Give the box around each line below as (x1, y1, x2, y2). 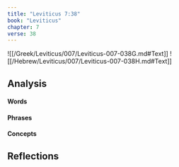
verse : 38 (7, 30, 37, 38)
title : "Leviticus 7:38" (7, 10, 81, 18)
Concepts (7, 129, 37, 138)
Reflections (7, 150, 59, 162)
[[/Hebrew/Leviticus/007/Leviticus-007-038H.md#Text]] (7, 57, 172, 66)
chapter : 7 (7, 23, 40, 30)
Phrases (7, 113, 33, 122)
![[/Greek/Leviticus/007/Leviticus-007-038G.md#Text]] (7, 50, 168, 58)
